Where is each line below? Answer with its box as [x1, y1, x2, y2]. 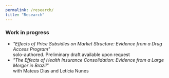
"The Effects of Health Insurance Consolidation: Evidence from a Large [12, 57, 164, 63]
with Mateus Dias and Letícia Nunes [12, 67, 89, 74]
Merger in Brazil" [12, 62, 49, 68]
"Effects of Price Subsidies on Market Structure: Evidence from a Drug [12, 40, 163, 46]
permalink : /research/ [5, 7, 54, 13]
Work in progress [5, 29, 50, 36]
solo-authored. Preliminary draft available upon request [12, 51, 130, 58]
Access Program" [12, 46, 50, 52]
